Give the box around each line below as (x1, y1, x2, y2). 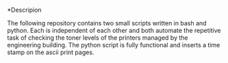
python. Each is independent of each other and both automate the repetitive (7, 27, 221, 34)
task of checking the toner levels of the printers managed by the (7, 34, 188, 42)
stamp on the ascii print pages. (7, 48, 94, 56)
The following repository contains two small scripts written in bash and (7, 19, 207, 27)
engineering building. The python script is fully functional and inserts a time (7, 41, 220, 49)
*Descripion (7, 6, 42, 14)
